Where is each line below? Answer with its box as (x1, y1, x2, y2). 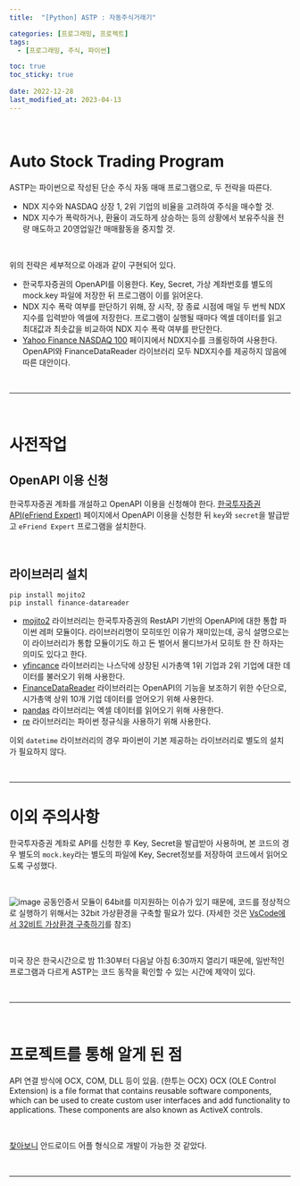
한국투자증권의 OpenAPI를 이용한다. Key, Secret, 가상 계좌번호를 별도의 (21, 278, 273, 289)
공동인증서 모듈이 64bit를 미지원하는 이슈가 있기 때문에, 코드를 (43, 896, 261, 908)
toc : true (9, 62, 46, 72)
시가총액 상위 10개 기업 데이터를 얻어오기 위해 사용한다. (21, 694, 214, 705)
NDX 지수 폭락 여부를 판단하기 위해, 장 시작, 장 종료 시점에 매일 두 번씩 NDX (21, 301, 286, 311)
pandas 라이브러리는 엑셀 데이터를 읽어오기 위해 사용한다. (21, 705, 224, 716)
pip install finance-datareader (9, 598, 129, 608)
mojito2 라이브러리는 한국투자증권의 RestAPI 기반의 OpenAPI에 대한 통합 (21, 615, 279, 626)
